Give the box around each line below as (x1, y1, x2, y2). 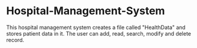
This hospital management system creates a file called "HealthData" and (6, 24, 186, 31)
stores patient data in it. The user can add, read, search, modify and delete (6, 30, 192, 37)
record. (6, 36, 25, 43)
